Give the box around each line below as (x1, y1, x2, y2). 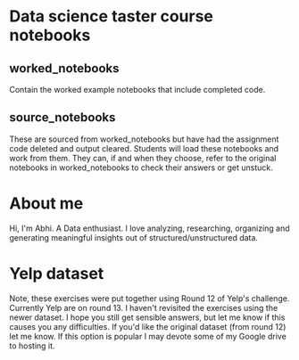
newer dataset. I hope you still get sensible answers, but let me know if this (9, 312, 286, 323)
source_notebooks (9, 110, 116, 126)
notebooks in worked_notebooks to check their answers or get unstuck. (9, 162, 274, 173)
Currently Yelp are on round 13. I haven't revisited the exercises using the (9, 302, 278, 313)
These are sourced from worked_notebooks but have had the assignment (9, 134, 279, 144)
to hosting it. (9, 340, 55, 351)
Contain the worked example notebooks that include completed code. (9, 85, 266, 94)
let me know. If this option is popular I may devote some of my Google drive (9, 331, 287, 341)
